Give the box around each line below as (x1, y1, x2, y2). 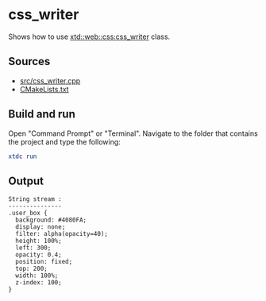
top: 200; (15, 264, 48, 273)
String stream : (8, 195, 62, 203)
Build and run (8, 107, 75, 121)
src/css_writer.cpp (19, 75, 81, 85)
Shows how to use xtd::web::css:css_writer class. (8, 32, 171, 41)
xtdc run (8, 152, 37, 160)
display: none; (15, 223, 66, 231)
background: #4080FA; (15, 216, 87, 224)
